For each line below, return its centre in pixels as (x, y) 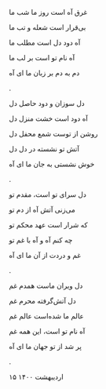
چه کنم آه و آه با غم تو (41, 240)
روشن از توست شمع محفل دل (53, 134)
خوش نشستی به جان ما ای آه (52, 164)
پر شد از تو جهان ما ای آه (45, 346)
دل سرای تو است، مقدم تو (48, 194)
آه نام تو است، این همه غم (47, 331)
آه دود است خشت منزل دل (49, 118)
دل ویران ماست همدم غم (46, 285)
